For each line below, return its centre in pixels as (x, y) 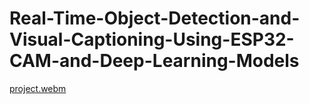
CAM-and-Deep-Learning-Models (154, 61)
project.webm (38, 88)
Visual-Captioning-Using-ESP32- (152, 39)
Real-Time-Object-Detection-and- (155, 18)
